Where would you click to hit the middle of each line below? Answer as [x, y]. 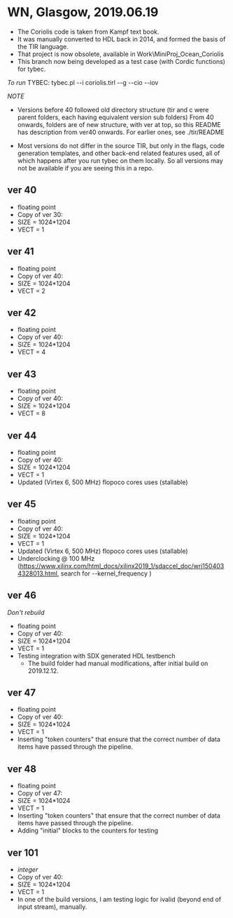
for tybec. [31, 69]
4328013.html [37, 573]
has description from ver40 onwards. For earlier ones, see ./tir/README [121, 132]
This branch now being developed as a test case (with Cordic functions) [121, 61]
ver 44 [22, 435]
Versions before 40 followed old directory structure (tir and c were [113, 109]
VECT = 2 [31, 291]
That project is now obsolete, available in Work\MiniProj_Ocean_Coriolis [120, 54]
